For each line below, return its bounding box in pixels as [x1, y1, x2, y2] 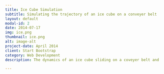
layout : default [5, 16, 38, 21]
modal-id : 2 [5, 21, 29, 26]
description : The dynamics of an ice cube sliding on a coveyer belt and [5, 57, 160, 62]
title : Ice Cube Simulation [5, 7, 63, 12]
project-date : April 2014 [5, 44, 58, 49]
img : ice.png [5, 30, 32, 35]
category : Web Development [5, 52, 60, 58]
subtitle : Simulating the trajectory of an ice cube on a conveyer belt [5, 12, 157, 17]
